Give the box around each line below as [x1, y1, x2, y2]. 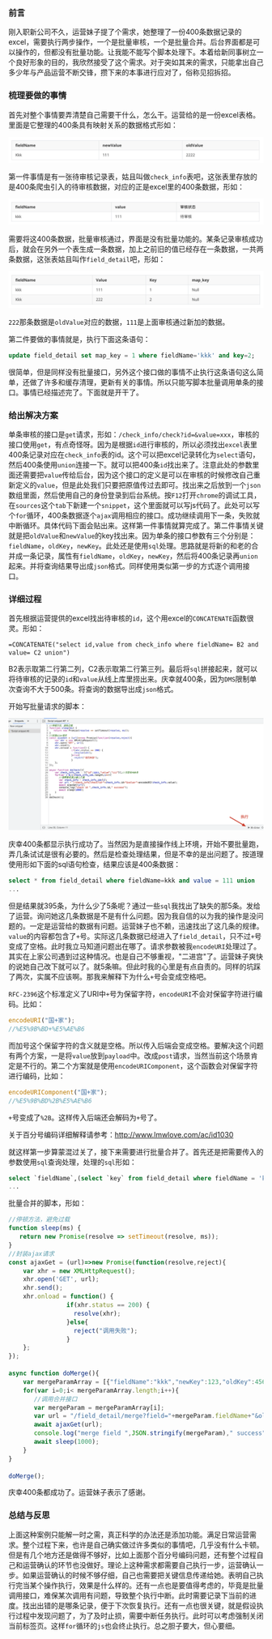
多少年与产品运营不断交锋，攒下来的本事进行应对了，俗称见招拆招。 [8, 67, 236, 78]
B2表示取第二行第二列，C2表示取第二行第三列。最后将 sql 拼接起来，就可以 [8, 664, 257, 674]
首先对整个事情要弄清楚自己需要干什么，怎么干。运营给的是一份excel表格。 [8, 109, 261, 119]
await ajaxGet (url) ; [33, 1420, 104, 1429]
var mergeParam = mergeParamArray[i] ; [33, 1403, 164, 1411]
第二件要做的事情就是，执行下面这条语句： [8, 334, 151, 344]
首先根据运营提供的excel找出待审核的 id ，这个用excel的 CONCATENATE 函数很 [8, 613, 254, 623]
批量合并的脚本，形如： [8, 1198, 87, 1208]
